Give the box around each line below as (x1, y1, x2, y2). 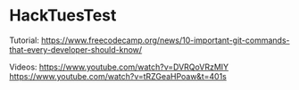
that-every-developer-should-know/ (9, 44, 143, 54)
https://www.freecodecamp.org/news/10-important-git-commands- (41, 35, 290, 45)
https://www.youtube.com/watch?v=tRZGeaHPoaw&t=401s (9, 70, 228, 81)
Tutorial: (9, 35, 40, 45)
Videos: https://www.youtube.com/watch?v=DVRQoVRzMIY (9, 61, 229, 72)
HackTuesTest (9, 5, 117, 26)
